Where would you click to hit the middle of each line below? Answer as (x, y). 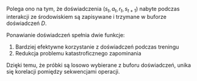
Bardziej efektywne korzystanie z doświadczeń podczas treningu (97, 47)
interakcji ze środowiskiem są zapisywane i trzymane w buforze (86, 16)
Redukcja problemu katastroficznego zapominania (78, 53)
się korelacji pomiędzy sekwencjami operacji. (63, 71)
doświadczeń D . (27, 23)
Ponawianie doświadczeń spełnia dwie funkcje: (66, 35)
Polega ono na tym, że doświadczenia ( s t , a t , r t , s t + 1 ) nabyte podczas (93, 10)
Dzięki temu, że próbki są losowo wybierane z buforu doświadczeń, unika (99, 65)
